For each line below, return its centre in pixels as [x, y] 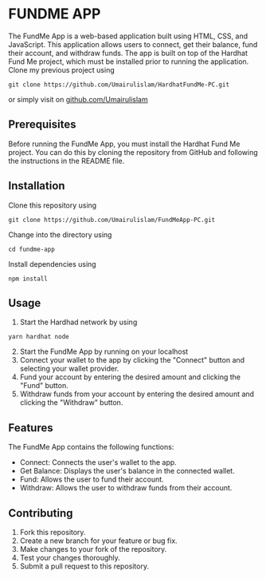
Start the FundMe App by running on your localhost [104, 351]
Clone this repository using [53, 205]
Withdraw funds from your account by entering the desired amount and [137, 394]
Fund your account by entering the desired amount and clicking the [130, 377]
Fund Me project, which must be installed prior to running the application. [129, 61]
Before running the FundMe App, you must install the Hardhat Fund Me [124, 144]
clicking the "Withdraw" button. [71, 403]
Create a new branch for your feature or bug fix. [98, 541]
